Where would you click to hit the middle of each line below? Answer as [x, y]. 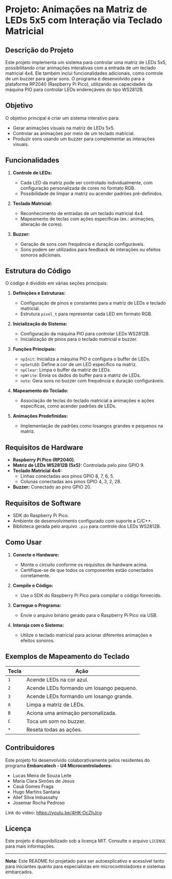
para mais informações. [30, 846]
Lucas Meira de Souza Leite [42, 775]
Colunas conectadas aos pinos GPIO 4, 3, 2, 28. [71, 482]
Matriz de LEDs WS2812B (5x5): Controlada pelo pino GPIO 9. [79, 465]
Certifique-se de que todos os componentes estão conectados [87, 570]
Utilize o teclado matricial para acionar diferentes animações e [86, 635]
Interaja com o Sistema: [38, 625]
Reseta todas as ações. [54, 730]
